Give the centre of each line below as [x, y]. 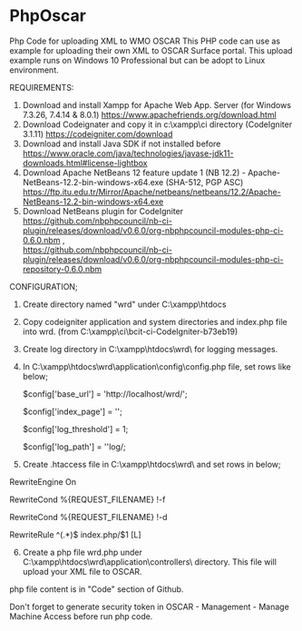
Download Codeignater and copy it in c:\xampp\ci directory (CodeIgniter [157, 124]
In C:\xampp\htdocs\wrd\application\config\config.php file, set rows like [157, 366]
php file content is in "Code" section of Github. [97, 589]
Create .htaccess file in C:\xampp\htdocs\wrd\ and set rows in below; [151, 464]
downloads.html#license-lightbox [85, 163]
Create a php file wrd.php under [83, 552]
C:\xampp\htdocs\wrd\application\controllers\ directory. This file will [149, 562]
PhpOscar [48, 16]
